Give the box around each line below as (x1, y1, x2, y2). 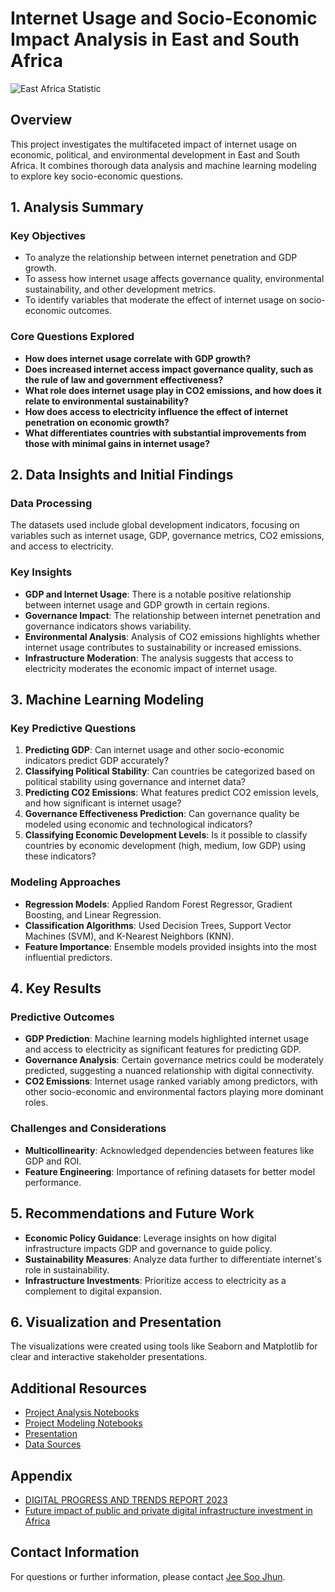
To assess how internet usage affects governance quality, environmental (24, 273, 325, 285)
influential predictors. (24, 951, 113, 963)
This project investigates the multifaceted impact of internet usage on (10, 138, 298, 150)
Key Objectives (10, 229, 86, 243)
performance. (24, 1176, 82, 1188)
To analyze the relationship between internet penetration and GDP (24, 252, 298, 264)
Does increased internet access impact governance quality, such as (24, 363, 314, 375)
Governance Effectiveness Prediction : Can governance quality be (24, 808, 300, 820)
